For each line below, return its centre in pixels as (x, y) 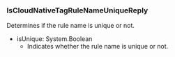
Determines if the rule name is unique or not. (71, 26)
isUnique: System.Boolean (54, 39)
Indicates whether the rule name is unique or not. (98, 47)
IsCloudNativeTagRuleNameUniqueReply (77, 10)
